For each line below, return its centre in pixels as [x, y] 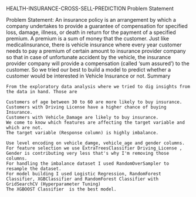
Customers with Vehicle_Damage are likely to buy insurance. [82, 117]
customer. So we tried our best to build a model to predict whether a [89, 69]
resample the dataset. [34, 169]
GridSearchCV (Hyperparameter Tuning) [53, 184]
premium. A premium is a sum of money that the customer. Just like [87, 38]
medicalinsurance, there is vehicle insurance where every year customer [94, 45]
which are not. [25, 128]
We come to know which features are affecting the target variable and [95, 123]
